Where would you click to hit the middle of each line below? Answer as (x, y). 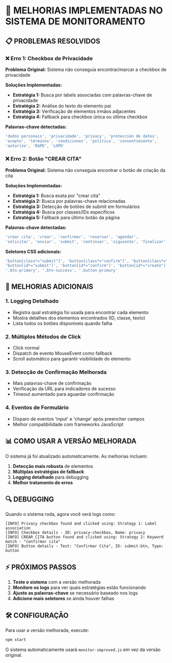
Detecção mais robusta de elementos (53, 466)
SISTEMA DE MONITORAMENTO (75, 21)
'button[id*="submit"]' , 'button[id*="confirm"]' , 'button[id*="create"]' (87, 266)
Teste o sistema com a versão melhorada (57, 582)
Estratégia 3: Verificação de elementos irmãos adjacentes (74, 111)
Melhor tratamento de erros (43, 482)
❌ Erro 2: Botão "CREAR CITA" (44, 159)
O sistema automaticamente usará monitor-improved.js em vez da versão (83, 649)
